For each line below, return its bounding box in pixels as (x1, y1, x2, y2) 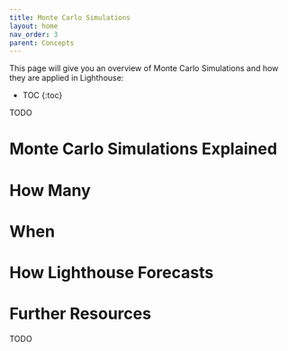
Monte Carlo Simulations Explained (9, 139, 277, 159)
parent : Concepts (9, 38, 75, 48)
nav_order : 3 (9, 30, 58, 39)
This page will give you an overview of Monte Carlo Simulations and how (9, 63, 279, 74)
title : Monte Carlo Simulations (9, 13, 130, 22)
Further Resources (9, 303, 151, 324)
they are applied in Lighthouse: (9, 73, 124, 84)
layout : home (9, 22, 58, 31)
